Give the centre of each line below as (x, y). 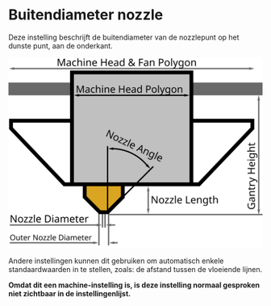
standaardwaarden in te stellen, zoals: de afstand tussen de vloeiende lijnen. (135, 269)
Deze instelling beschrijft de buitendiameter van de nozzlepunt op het (124, 37)
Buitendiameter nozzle (86, 15)
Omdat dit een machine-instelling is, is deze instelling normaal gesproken (134, 285)
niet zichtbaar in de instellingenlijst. (70, 293)
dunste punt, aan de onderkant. (60, 45)
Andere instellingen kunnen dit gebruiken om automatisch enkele (116, 261)
